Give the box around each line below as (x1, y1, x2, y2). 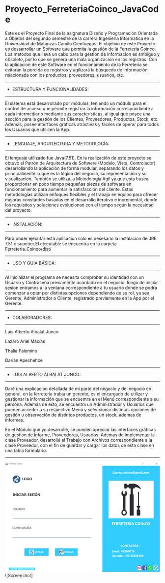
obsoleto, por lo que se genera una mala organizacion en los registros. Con (5, 56, 157, 62)
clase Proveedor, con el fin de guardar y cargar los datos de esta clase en (5, 442, 155, 448)
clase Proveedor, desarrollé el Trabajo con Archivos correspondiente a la (5, 437, 153, 443)
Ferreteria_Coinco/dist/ (5, 246, 52, 252)
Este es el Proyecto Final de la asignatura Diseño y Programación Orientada (5, 30, 158, 36)
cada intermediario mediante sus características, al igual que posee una (5, 111, 151, 117)
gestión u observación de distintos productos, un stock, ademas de (5, 412, 141, 418)
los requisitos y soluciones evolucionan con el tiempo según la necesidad (5, 202, 154, 208)
